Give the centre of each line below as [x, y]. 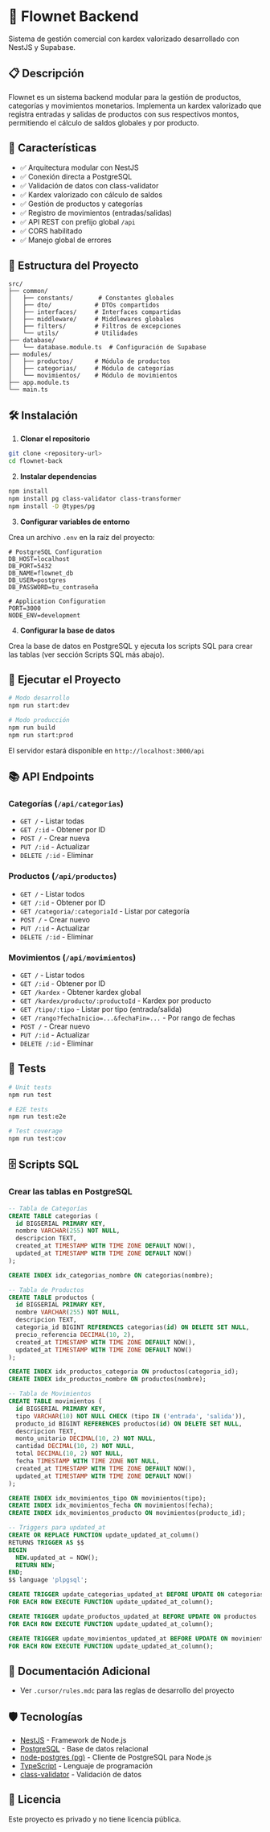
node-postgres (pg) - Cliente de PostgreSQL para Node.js [116, 1757]
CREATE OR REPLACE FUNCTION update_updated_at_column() [104, 1535]
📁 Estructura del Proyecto [74, 265]
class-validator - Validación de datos [81, 1775]
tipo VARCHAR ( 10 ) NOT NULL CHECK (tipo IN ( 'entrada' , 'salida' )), [131, 1416]
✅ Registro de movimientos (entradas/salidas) [96, 212]
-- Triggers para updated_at [57, 1528]
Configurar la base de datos [67, 630]
